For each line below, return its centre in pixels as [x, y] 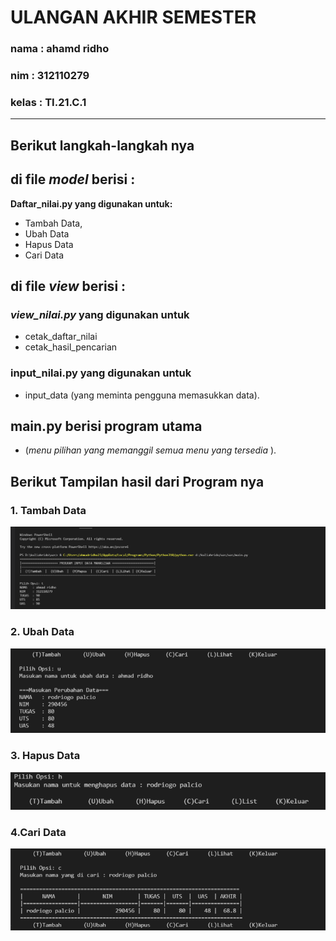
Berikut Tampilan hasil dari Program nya [137, 481]
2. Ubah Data [42, 632]
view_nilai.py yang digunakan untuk [100, 314]
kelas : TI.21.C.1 [48, 102]
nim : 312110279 [50, 76]
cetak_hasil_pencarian [71, 347]
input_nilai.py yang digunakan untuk [101, 373]
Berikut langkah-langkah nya [102, 145]
